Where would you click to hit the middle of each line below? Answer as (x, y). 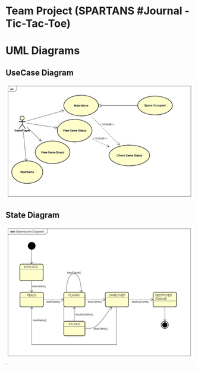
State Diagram (33, 215)
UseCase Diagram (40, 73)
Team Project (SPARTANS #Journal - (98, 11)
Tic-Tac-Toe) (38, 23)
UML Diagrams (43, 51)
